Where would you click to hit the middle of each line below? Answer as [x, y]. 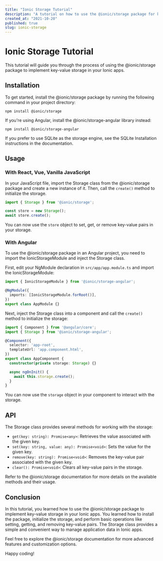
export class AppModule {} [32, 304]
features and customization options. [41, 544]
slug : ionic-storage [26, 28]
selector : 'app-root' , [32, 345]
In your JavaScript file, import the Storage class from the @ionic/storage [77, 183]
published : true [21, 23]
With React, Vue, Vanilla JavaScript [48, 172]
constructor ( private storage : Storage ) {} [53, 363]
